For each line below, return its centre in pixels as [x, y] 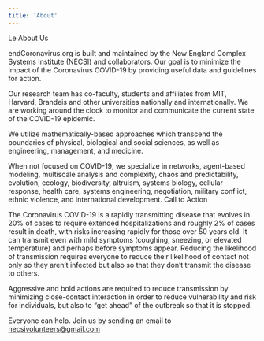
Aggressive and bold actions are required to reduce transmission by [118, 288]
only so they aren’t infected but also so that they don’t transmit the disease [130, 265]
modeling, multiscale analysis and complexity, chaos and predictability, [123, 174]
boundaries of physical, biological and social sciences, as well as [114, 142]
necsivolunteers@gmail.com [54, 328]
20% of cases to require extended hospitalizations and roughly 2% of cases [132, 223]
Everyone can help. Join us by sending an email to [90, 321]
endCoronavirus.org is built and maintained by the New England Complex [127, 53]
